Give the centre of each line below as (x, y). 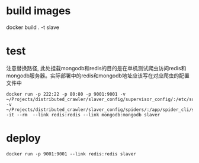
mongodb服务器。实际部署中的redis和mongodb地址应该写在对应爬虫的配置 (98, 76)
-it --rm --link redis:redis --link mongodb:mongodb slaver (83, 115)
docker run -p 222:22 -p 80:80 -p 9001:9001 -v (66, 94)
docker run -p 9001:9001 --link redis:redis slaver (71, 154)
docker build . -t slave (33, 27)
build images (38, 11)
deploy (24, 138)
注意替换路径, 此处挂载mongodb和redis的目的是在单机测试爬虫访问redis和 (96, 68)
